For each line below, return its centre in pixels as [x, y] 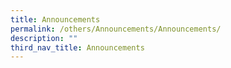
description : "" [44, 38]
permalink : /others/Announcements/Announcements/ [116, 29]
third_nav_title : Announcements [77, 47]
